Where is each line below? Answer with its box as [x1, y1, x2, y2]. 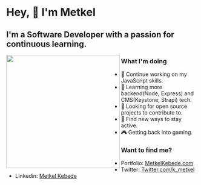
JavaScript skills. [120, 77, 163, 84]
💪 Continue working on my [120, 71, 188, 78]
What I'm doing [120, 57, 167, 65]
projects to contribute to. [120, 108, 183, 116]
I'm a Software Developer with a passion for [6, 30, 174, 40]
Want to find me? [120, 146, 173, 154]
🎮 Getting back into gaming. [120, 128, 193, 136]
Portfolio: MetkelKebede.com [120, 160, 194, 167]
